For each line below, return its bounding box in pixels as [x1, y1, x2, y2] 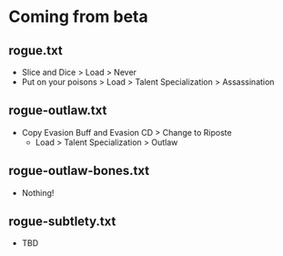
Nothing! [21, 187, 55, 198]
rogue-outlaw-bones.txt [8, 163, 150, 179]
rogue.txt [8, 43, 63, 58]
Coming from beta [8, 6, 148, 27]
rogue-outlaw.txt [8, 103, 107, 118]
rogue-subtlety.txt [8, 214, 116, 230]
